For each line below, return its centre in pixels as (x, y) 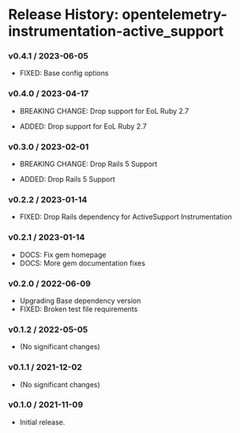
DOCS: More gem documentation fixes (82, 263)
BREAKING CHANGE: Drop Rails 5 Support (88, 164)
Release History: (64, 15)
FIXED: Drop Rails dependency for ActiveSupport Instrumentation (126, 217)
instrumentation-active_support (116, 31)
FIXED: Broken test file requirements (79, 309)
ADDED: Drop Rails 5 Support (67, 179)
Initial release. (42, 422)
